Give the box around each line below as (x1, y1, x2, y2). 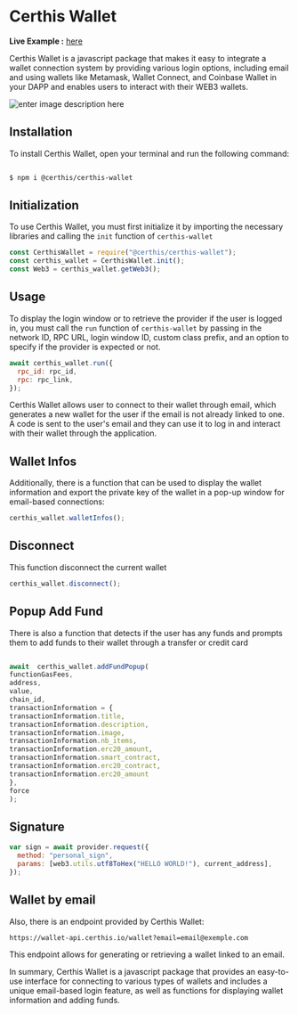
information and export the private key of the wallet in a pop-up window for (9, 487, 285, 498)
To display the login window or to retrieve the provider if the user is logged (9, 313, 283, 323)
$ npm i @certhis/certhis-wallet (9, 173, 133, 182)
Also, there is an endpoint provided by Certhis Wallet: (9, 916, 205, 927)
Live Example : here (9, 36, 83, 46)
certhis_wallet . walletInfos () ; (9, 514, 125, 523)
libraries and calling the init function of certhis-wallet (9, 231, 213, 241)
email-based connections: (9, 496, 105, 507)
